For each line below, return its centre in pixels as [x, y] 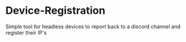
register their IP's [26, 32]
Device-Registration [56, 11]
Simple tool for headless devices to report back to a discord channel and [93, 26]
